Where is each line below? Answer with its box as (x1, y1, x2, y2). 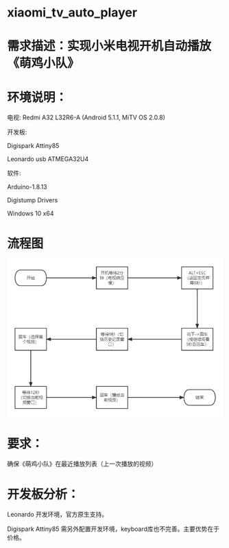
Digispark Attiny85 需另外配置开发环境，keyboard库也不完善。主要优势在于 (7, 525, 220, 533)
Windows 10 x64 (7, 209, 54, 217)
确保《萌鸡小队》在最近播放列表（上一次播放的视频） (7, 460, 158, 468)
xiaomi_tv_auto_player (7, 5, 138, 21)
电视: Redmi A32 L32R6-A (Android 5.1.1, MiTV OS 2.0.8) (7, 113, 166, 121)
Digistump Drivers (7, 196, 58, 204)
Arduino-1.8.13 (7, 183, 47, 191)
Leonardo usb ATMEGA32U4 (7, 155, 89, 163)
